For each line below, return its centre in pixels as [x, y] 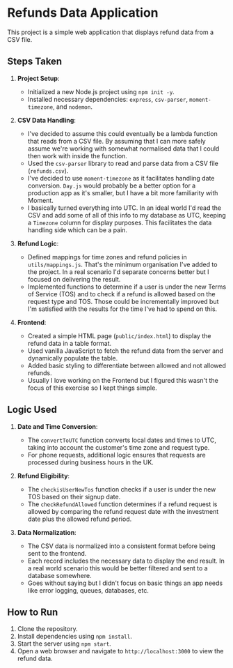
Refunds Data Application [83, 13]
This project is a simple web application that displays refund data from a [111, 32]
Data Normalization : [47, 532]
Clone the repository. [47, 629]
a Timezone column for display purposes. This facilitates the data [120, 222]
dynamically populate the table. [73, 358]
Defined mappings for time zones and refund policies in [107, 257]
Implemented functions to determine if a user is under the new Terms [127, 287]
